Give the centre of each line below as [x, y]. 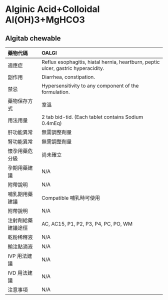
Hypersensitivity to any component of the [90, 86]
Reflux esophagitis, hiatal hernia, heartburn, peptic [101, 62]
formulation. [56, 92]
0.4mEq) [52, 123]
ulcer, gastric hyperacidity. [73, 68]
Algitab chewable [33, 38]
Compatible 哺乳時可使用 [71, 198]
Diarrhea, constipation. [68, 77]
